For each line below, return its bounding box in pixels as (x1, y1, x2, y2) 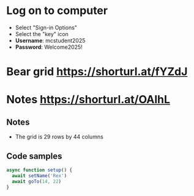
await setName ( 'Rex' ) (12, 172, 67, 179)
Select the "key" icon (15, 30, 69, 37)
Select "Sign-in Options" (15, 24, 78, 31)
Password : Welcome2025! (15, 43, 83, 51)
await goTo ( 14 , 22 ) (12, 178, 62, 184)
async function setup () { (6, 167, 72, 173)
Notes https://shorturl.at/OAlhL (6, 93, 170, 107)
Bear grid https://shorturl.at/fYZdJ (6, 65, 188, 79)
